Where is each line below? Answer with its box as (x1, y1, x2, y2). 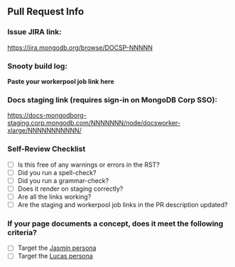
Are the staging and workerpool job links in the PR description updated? (17, 200, 229, 209)
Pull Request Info (7, 6, 84, 18)
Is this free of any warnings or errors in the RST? (17, 160, 160, 169)
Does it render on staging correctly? (17, 184, 124, 193)
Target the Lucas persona (17, 252, 94, 261)
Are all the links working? (17, 192, 92, 201)
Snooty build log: (7, 61, 67, 70)
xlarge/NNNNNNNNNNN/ (7, 126, 82, 135)
